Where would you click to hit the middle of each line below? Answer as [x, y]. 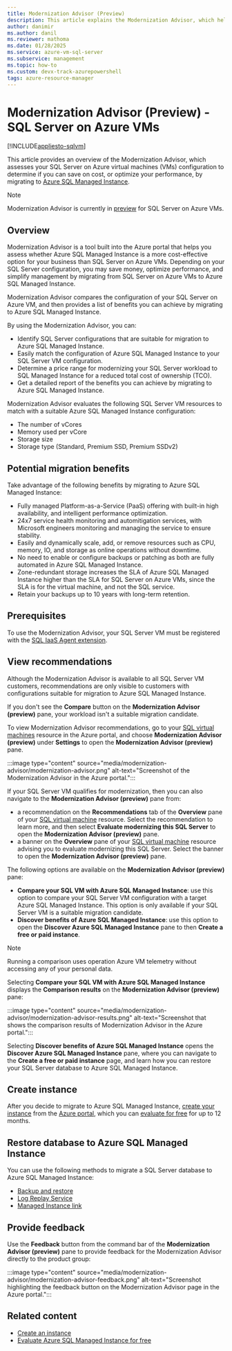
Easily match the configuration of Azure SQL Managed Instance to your [118, 353]
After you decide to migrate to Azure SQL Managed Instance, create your [111, 1106]
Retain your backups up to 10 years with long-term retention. [103, 594]
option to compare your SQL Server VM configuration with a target [112, 897]
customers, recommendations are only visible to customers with [98, 686]
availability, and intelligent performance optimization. [92, 513]
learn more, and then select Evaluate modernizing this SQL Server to [116, 827]
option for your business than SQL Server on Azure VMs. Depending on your [116, 262]
